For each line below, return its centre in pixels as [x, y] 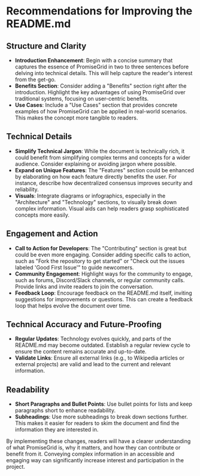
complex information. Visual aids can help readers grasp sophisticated [102, 208]
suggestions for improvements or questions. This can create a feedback [104, 299]
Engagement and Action [52, 234]
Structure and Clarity [46, 46]
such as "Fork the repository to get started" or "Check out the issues [100, 261]
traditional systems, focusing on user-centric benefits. [82, 98]
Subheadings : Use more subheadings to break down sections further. [101, 417]
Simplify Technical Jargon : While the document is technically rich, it [100, 151]
